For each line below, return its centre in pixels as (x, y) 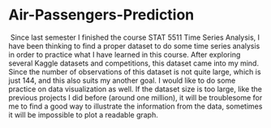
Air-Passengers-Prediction (101, 15)
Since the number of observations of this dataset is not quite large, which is (135, 71)
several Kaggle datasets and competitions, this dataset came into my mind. (134, 63)
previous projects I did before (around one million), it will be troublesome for (135, 97)
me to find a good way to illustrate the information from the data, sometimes (135, 106)
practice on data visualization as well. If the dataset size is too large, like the (135, 89)
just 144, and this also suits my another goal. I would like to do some (122, 80)
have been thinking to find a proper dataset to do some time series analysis (134, 45)
